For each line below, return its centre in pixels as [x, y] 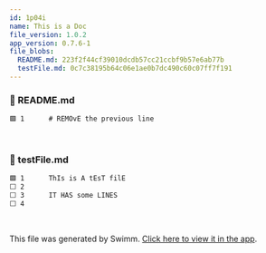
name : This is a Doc [48, 26]
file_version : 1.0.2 [48, 34]
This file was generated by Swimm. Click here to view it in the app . [133, 238]
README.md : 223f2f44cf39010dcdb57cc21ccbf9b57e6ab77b [121, 60]
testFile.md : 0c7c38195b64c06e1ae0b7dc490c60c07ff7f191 [125, 69]
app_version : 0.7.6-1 [50, 43]
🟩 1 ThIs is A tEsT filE [68, 179]
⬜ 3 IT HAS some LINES [63, 196]
